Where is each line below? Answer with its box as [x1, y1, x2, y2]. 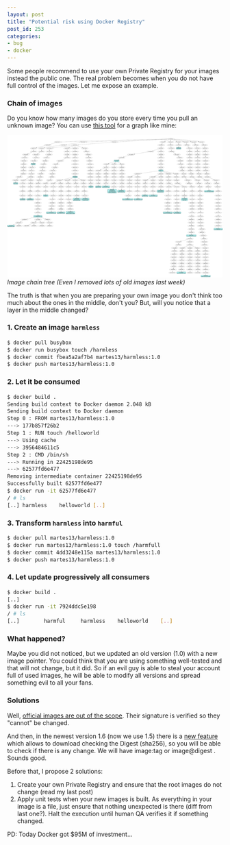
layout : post [7, 11, 44, 18]
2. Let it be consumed [7, 377, 81, 387]
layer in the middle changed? [7, 306, 89, 314]
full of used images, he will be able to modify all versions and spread [7, 672, 201, 680]
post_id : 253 [7, 25, 44, 32]
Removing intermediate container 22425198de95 [7, 473, 142, 480]
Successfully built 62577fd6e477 [7, 480, 103, 487]
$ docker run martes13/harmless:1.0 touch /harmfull [7, 541, 161, 548]
